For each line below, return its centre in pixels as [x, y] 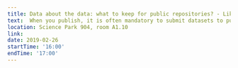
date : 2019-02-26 [33, 40]
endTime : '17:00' [33, 54]
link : [15, 34]
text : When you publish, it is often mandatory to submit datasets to [115, 21]
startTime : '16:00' [36, 47]
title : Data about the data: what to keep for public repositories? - [114, 14]
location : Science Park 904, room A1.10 [68, 27]
